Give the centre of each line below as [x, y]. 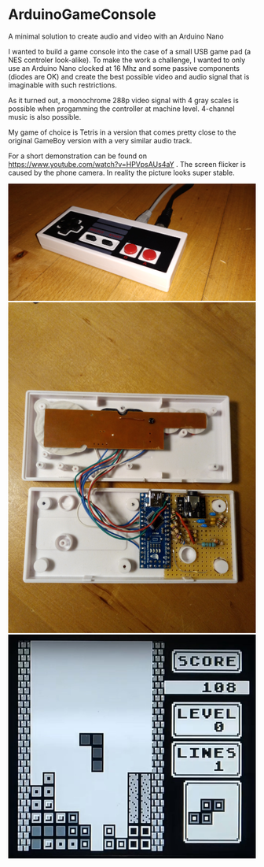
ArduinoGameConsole [82, 15]
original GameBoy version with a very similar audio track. [100, 140]
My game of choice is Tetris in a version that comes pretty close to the [122, 132]
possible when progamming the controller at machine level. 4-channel [121, 109]
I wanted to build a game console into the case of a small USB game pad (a [130, 51]
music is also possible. [45, 117]
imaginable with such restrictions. [63, 85]
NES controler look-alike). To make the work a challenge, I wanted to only [127, 60]
